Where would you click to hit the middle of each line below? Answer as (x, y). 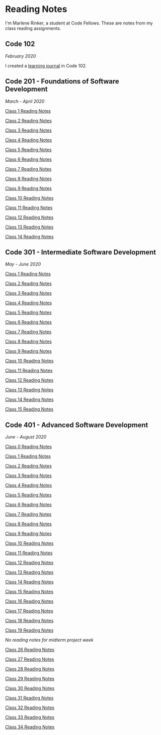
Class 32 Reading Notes (30, 708)
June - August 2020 (26, 437)
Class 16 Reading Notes (29, 601)
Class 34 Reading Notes (30, 727)
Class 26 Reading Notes (30, 650)
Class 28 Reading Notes (30, 669)
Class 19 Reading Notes (29, 630)
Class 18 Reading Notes (29, 621)
